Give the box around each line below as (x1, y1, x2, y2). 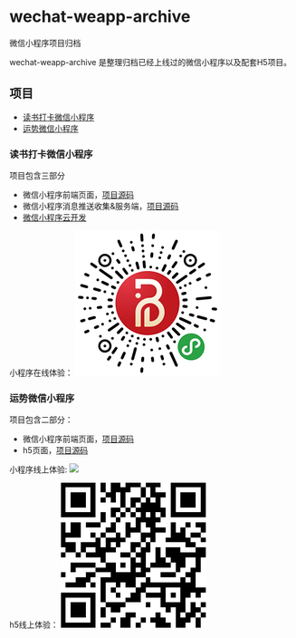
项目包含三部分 (9, 170, 65, 181)
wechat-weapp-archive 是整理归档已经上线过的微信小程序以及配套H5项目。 (9, 56, 292, 67)
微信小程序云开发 (22, 212, 87, 223)
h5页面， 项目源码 (22, 445, 89, 456)
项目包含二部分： (9, 414, 73, 425)
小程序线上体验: (9, 464, 68, 475)
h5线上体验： (9, 619, 59, 631)
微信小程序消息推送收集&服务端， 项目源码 (22, 201, 179, 212)
